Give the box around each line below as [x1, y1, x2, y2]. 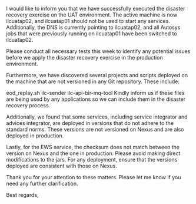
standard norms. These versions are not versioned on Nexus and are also [6, 126, 184, 133]
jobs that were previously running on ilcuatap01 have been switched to [6, 30, 178, 37]
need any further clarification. [6, 180, 78, 187]
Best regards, [6, 192, 39, 198]
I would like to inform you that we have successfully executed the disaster [6, 5, 185, 12]
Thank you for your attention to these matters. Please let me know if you [6, 174, 181, 180]
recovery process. [6, 102, 51, 108]
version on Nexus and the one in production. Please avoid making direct [6, 150, 181, 157]
